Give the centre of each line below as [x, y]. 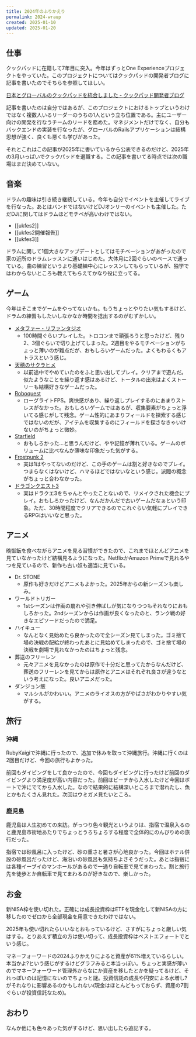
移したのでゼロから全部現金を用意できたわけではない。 [72, 917]
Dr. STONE [27, 577]
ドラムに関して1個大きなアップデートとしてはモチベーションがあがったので [96, 251]
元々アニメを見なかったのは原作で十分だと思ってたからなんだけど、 [105, 664]
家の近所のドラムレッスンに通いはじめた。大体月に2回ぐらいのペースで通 [94, 259]
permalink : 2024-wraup [34, 17]
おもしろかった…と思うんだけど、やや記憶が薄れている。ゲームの [102, 443]
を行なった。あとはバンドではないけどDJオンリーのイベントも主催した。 [94, 206]
